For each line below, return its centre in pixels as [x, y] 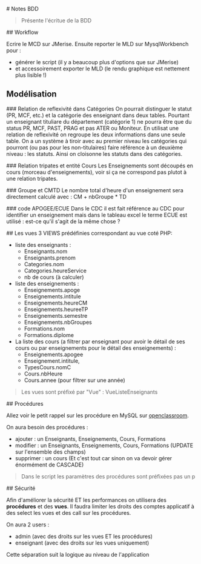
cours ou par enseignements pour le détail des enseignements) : [96, 347]
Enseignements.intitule [52, 296]
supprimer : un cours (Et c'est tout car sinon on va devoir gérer [94, 458]
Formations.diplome [49, 335]
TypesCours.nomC [48, 367]
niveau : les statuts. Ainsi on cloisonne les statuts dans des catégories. [94, 153]
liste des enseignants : [43, 244]
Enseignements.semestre [56, 315]
